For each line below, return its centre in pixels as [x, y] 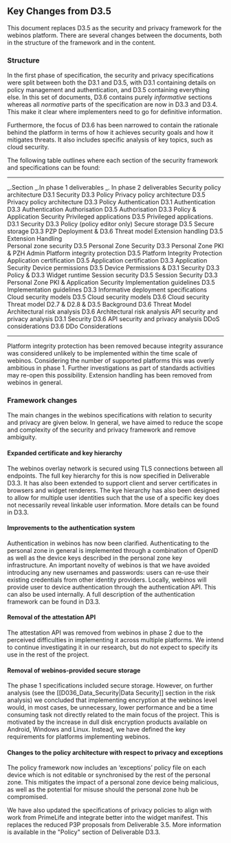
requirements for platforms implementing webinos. [79, 737]
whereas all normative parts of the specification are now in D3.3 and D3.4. [112, 105]
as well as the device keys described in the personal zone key [95, 558]
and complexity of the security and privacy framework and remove [101, 430]
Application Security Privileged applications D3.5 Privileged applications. [110, 217]
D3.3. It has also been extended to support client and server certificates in [112, 483]
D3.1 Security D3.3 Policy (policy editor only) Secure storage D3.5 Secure [111, 224]
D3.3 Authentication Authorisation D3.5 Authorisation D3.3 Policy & [102, 210]
